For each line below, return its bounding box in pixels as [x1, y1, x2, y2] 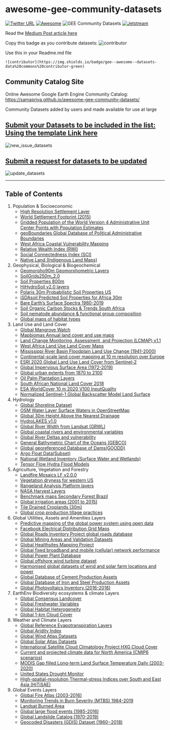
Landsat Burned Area [20, 703, 65, 709]
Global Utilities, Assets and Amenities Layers [12, 515, 106, 521]
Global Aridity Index [20, 628, 62, 634]
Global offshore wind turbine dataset [20, 558, 97, 564]
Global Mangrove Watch [20, 327, 71, 333]
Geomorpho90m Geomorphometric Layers [20, 268, 109, 274]
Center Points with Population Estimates [20, 225, 104, 231]
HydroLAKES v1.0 [20, 418, 57, 424]
